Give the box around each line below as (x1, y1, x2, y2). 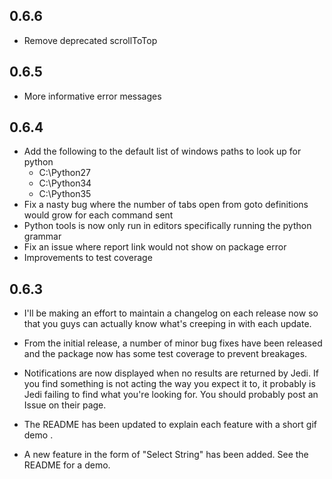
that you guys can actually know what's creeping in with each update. (23, 318, 312, 330)
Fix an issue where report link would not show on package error (23, 241, 287, 253)
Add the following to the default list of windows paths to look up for (23, 145, 302, 158)
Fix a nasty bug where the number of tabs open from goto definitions (23, 199, 309, 211)
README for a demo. (23, 459, 111, 471)
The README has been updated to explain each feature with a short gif (23, 419, 318, 431)
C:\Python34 (38, 177, 92, 189)
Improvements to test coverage (23, 252, 153, 264)
